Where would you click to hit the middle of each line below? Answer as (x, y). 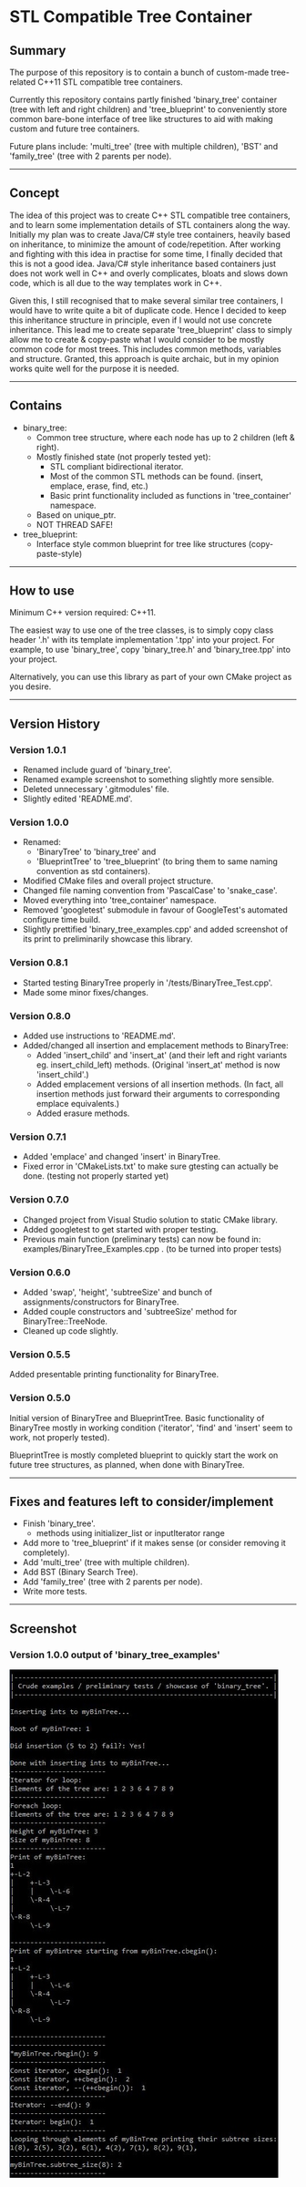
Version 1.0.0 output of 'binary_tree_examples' (115, 1655)
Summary (38, 51)
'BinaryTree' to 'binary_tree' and (96, 852)
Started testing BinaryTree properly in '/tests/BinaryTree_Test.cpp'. (148, 983)
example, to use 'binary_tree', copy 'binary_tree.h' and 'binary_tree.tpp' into (150, 650)
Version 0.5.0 (40, 1398)
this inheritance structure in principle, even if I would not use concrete (141, 320)
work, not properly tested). (60, 1437)
